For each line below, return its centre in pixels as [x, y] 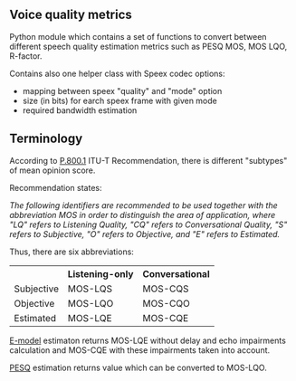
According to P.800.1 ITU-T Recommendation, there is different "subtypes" [148, 160]
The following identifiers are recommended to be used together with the [143, 205]
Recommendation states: [56, 187]
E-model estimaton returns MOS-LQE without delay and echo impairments [148, 340]
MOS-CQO [166, 303]
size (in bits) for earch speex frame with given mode [119, 100]
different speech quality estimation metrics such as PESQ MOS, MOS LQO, [148, 46]
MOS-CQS [166, 289]
